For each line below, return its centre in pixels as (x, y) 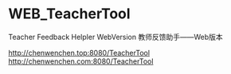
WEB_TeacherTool (69, 14)
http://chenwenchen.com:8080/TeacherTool (81, 61)
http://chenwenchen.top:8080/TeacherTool (79, 53)
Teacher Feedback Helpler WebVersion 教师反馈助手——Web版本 (115, 37)
